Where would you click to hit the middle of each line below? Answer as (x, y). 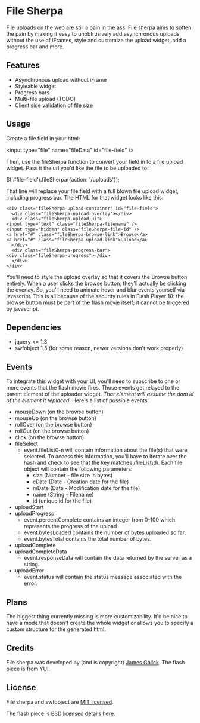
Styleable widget (35, 86)
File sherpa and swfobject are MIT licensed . (60, 702)
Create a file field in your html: (43, 138)
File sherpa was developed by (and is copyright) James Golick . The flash (96, 662)
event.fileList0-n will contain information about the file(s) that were (105, 450)
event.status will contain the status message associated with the (103, 577)
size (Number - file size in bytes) (73, 476)
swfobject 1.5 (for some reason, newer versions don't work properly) (99, 348)
